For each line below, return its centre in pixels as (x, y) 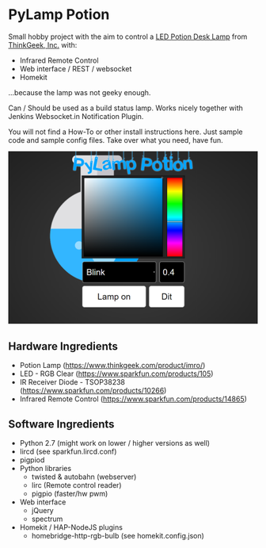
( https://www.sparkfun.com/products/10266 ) (93, 391)
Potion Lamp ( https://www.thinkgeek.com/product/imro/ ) (112, 366)
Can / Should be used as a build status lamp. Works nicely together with (125, 108)
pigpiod (32, 460)
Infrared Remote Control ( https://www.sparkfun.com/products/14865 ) (133, 399)
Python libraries (46, 469)
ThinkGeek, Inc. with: (43, 44)
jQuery (42, 511)
